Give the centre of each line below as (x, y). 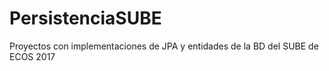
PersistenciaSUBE (85, 18)
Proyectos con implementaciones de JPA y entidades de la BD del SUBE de (164, 46)
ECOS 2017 (32, 56)
